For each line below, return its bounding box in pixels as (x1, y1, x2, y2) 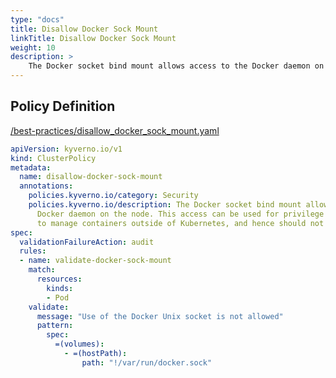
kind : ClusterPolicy (10, 153, 97, 163)
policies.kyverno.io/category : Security (28, 191, 199, 201)
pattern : (36, 321, 74, 331)
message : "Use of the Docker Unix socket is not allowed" (36, 311, 284, 321)
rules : (19, 246, 47, 256)
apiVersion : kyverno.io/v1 (10, 144, 123, 154)
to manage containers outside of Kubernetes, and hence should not (36, 218, 325, 228)
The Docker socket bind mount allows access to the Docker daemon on (28, 61, 325, 71)
